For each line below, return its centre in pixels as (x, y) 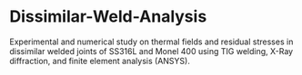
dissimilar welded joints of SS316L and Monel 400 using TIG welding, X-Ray (151, 51)
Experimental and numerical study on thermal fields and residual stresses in (151, 42)
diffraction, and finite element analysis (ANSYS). (100, 61)
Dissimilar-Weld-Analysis (108, 17)
